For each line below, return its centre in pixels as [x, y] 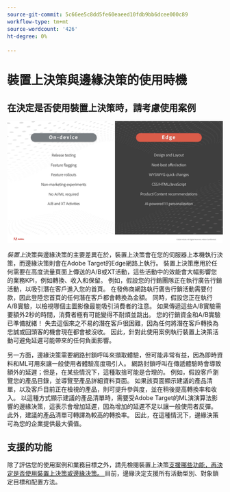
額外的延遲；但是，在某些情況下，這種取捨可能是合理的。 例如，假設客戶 [110, 372]
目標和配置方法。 [37, 482]
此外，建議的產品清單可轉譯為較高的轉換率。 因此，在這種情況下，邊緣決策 [113, 414]
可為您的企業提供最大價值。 [46, 423]
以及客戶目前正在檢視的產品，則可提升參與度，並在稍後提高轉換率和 [115, 389]
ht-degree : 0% [27, 36]
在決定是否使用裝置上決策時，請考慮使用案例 [102, 107]
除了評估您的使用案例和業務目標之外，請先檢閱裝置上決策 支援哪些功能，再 [112, 465]
